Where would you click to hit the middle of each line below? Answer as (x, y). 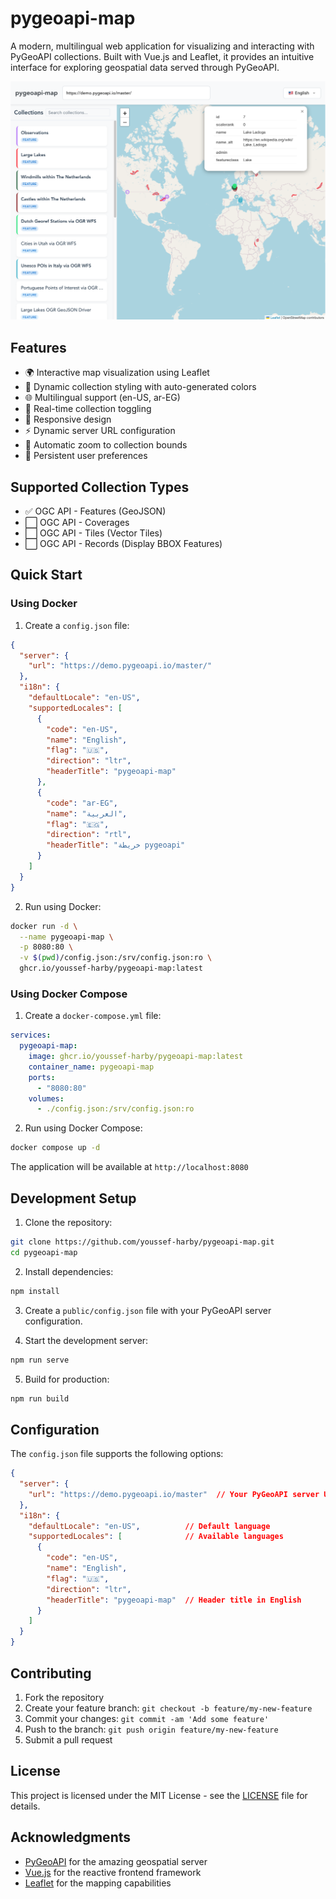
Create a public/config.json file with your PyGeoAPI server (148, 1310)
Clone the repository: (68, 1223)
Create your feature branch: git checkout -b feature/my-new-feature (168, 1708)
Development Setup (73, 1198)
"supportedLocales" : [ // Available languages (156, 1537)
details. (25, 1806)
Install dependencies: (69, 1271)
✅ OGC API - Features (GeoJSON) (95, 511)
